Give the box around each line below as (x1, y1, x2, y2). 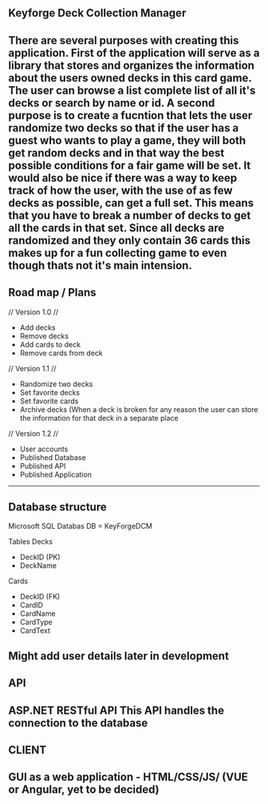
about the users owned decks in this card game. (8, 71, 252, 85)
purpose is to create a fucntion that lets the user (8, 108, 253, 122)
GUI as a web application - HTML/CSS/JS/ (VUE (8, 770, 249, 784)
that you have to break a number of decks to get (8, 208, 251, 222)
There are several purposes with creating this (8, 34, 239, 47)
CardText (19, 626, 50, 635)
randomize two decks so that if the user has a (8, 121, 239, 134)
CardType (19, 618, 53, 627)
